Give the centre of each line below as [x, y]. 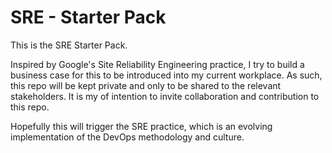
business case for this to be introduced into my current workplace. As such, [166, 75]
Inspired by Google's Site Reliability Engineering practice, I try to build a [157, 64]
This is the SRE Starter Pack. [69, 45]
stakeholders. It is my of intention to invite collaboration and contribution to [165, 96]
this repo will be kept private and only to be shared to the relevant [146, 85]
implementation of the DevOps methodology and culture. [127, 137]
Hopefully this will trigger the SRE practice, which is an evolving [141, 126]
